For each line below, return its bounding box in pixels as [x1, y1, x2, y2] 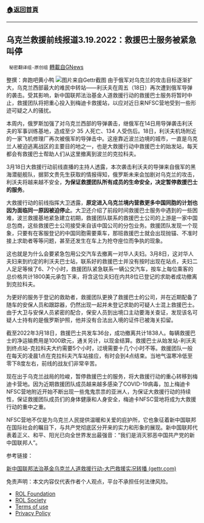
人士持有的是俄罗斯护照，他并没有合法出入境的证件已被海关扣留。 [11, 316, 177, 324]
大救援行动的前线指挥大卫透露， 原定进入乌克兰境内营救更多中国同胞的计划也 [6, 199, 198, 207]
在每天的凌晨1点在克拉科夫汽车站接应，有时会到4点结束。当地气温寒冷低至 [6, 352, 193, 360]
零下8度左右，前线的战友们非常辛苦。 [6, 360, 100, 367]
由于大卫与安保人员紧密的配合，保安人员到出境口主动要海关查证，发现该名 [6, 309, 192, 316]
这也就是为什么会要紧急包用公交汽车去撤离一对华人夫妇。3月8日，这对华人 [6, 250, 194, 257]
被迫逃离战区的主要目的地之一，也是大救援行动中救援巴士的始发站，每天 [16, 143, 198, 150]
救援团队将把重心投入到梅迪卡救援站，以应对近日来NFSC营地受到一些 [16, 99, 191, 107]
